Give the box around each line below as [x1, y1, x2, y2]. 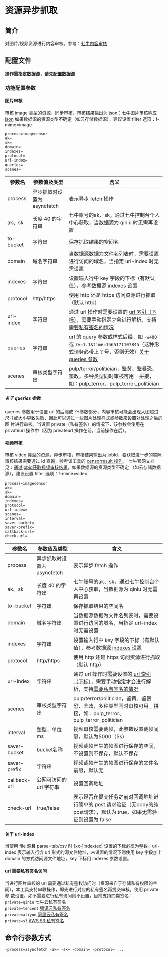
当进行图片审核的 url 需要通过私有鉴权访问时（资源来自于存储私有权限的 [5, 880, 153, 886]
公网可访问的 [36, 776, 67, 783]
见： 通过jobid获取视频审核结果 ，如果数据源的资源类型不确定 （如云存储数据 [5, 464, 161, 470]
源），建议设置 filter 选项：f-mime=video [5, 471, 88, 477]
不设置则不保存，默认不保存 [73, 750, 139, 757]
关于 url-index [5, 831, 35, 837]
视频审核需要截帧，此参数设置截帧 [73, 726, 154, 733]
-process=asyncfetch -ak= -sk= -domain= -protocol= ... [5, 947, 124, 952]
